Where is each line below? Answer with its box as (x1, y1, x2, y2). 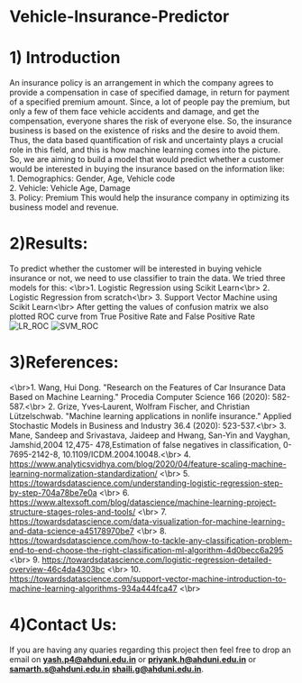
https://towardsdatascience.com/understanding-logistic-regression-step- (9, 478, 284, 488)
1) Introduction (9, 48, 121, 68)
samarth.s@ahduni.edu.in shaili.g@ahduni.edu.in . (9, 663, 205, 674)
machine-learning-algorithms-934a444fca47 (9, 583, 178, 594)
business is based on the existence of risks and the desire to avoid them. (9, 125, 280, 136)
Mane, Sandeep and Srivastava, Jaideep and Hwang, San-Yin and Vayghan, (9, 430, 290, 441)
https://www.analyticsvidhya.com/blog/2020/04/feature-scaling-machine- (9, 459, 287, 469)
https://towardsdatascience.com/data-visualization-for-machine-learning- (9, 516, 286, 526)
